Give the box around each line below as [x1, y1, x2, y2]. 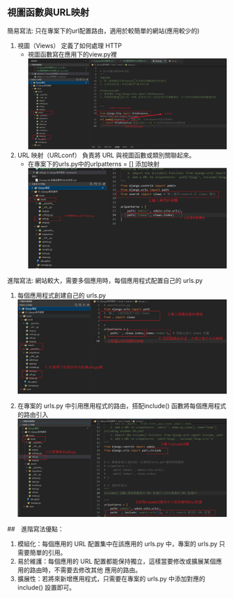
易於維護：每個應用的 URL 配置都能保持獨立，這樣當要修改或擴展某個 [17, 557, 217, 565]
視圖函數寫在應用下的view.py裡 [27, 50, 117, 58]
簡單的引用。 [29, 548, 67, 557]
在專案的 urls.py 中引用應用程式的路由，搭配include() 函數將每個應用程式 [17, 402, 226, 410]
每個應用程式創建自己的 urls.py [17, 291, 107, 300]
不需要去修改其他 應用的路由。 [54, 565, 141, 574]
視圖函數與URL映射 [7, 6, 90, 19]
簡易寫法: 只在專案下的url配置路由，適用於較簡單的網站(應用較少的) [7, 27, 200, 35]
